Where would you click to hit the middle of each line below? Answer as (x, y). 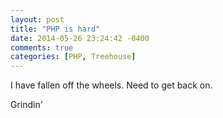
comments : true (42, 47)
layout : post (37, 19)
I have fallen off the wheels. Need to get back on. (111, 85)
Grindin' (26, 105)
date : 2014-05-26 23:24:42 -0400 (80, 38)
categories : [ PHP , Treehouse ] (73, 57)
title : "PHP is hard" (55, 29)
